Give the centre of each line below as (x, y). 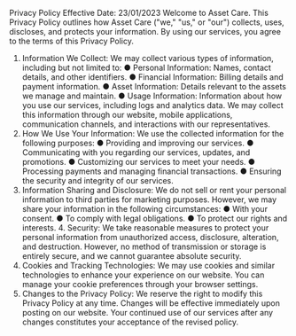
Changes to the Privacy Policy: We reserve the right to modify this (142, 293)
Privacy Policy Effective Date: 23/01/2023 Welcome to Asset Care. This (139, 13)
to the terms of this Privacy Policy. (72, 41)
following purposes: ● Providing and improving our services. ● (138, 143)
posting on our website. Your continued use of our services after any (147, 313)
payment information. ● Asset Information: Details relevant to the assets (154, 86)
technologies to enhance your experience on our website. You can (143, 275)
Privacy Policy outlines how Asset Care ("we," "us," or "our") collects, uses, (147, 22)
